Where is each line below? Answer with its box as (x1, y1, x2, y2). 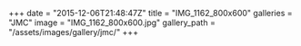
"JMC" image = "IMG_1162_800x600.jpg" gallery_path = (8, 17, 216, 28)
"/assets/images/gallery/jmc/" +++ (8, 27, 138, 37)
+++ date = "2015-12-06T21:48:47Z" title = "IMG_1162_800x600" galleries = (8, 8, 293, 18)
